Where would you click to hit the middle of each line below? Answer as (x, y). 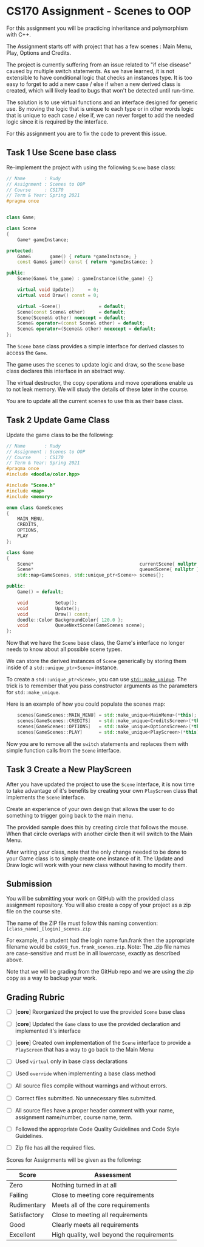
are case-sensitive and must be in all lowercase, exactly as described (93, 954)
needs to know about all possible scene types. (64, 649)
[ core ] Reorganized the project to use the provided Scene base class (100, 1012)
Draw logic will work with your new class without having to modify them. (97, 865)
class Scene (21, 228)
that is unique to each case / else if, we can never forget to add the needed (100, 115)
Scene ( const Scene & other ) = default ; (72, 312)
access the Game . (27, 353)
